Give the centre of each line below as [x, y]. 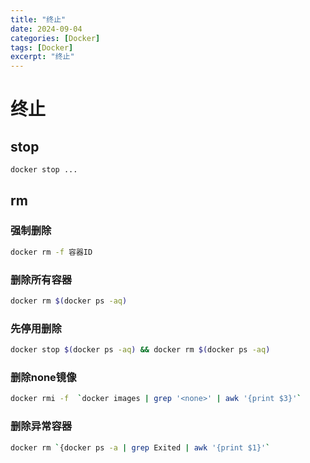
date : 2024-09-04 [46, 29]
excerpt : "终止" [42, 57]
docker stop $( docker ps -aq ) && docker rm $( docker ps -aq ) [140, 350]
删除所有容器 [41, 279]
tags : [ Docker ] [42, 47]
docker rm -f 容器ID [51, 252]
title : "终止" [38, 19]
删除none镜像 [43, 377]
